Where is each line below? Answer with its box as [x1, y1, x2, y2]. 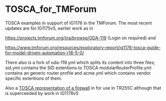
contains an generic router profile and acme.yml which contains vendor [5, 70, 151, 76]
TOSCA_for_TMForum [5, 3, 97, 15]
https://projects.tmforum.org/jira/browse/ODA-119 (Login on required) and [5, 35, 156, 41]
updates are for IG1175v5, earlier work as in [5, 25, 93, 31]
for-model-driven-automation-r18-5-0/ [5, 50, 84, 56]
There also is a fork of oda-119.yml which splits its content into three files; [5, 59, 155, 65]
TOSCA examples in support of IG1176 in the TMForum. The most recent [5, 20, 152, 26]
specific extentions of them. [5, 75, 62, 81]
